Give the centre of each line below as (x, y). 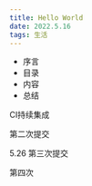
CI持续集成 (30, 115)
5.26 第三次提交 (39, 153)
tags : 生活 (29, 34)
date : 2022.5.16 (40, 26)
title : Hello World (46, 18)
